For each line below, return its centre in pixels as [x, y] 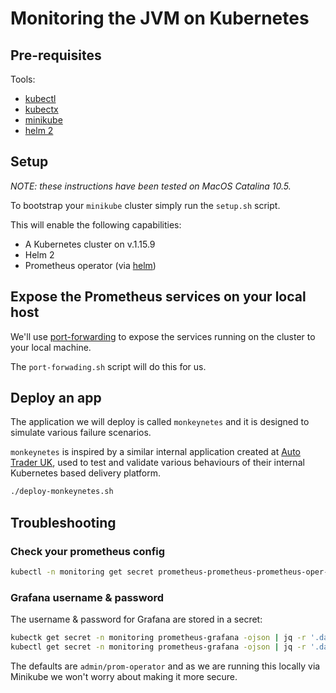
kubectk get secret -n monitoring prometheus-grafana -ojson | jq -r [158, 638]
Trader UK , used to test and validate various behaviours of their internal [157, 463]
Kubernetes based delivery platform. [86, 473]
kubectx [41, 109]
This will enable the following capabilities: [96, 224]
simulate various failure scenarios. [81, 433]
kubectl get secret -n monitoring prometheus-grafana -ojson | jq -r [158, 647]
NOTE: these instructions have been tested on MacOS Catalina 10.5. [151, 186]
